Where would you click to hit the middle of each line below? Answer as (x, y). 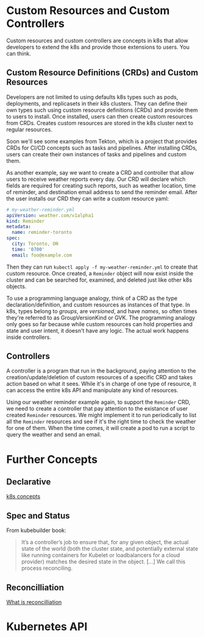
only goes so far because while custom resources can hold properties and (100, 324)
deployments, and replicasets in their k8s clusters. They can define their (97, 103)
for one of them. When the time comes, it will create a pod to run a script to (100, 428)
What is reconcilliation (34, 602)
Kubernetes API (47, 627)
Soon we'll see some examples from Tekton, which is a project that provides (102, 141)
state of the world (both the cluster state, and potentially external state (110, 549)
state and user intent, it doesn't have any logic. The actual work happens (97, 330)
